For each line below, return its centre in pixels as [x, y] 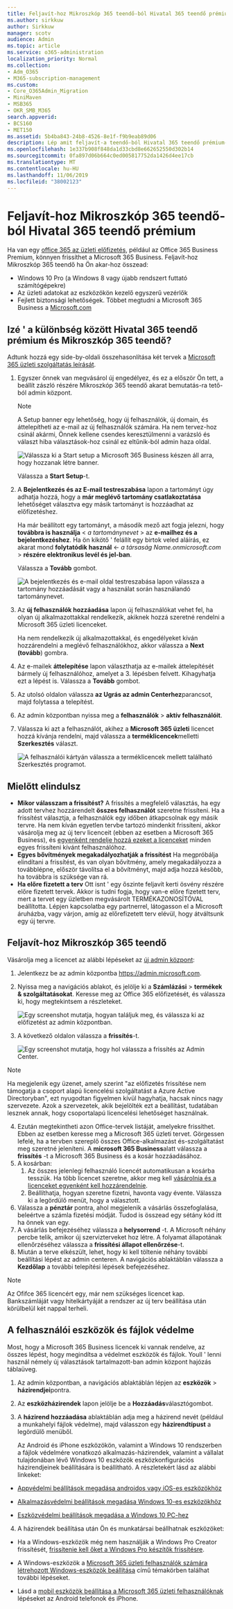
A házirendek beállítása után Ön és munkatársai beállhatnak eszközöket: [121, 1528]
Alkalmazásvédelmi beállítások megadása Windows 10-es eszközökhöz [119, 1501]
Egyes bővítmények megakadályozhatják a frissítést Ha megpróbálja [118, 855]
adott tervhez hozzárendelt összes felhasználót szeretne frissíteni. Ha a [121, 810]
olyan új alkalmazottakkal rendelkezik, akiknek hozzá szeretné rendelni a [121, 617]
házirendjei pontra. [44, 1389]
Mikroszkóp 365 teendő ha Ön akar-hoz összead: [78, 265]
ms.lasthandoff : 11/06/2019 [48, 175]
